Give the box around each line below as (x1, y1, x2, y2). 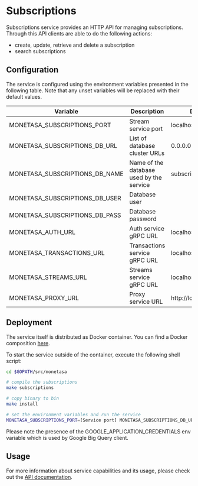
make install (6, 401, 38, 407)
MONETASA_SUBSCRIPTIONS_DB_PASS (9, 211, 121, 219)
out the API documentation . (6, 473, 72, 480)
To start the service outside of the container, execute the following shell (6, 351, 180, 358)
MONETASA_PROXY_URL (9, 294, 80, 302)
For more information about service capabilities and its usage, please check (6, 467, 190, 474)
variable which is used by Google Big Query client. (6, 434, 128, 441)
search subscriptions (14, 47, 66, 54)
